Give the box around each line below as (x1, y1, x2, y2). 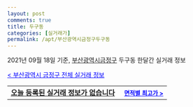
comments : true (7, 17, 52, 24)
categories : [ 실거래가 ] (7, 29, 71, 37)
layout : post (7, 10, 45, 17)
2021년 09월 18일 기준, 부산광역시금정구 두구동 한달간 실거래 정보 (7, 56, 187, 65)
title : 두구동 (7, 23, 44, 30)
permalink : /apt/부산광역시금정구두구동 (7, 36, 110, 43)
